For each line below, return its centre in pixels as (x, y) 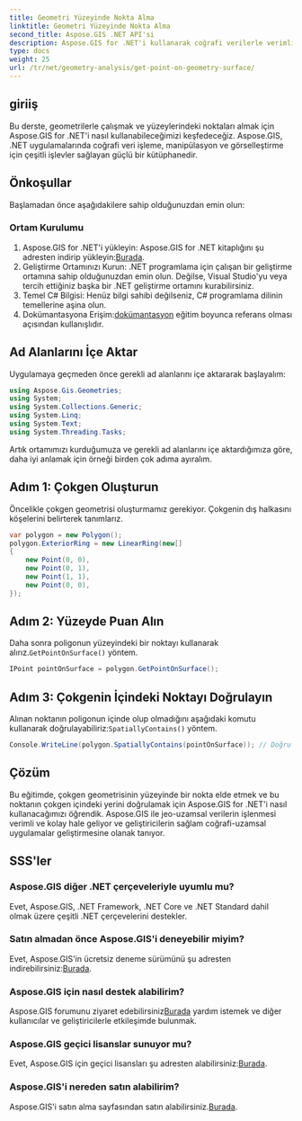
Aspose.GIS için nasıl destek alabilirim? (97, 991)
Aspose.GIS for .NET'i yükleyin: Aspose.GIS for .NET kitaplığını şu (143, 247)
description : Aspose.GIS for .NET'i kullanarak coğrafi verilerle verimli (152, 43)
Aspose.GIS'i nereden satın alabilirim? (94, 1087)
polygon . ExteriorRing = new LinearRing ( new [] (96, 543)
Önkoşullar (40, 183)
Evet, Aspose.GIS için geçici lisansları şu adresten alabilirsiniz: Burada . (138, 1063)
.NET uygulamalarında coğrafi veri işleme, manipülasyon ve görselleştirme (147, 145)
